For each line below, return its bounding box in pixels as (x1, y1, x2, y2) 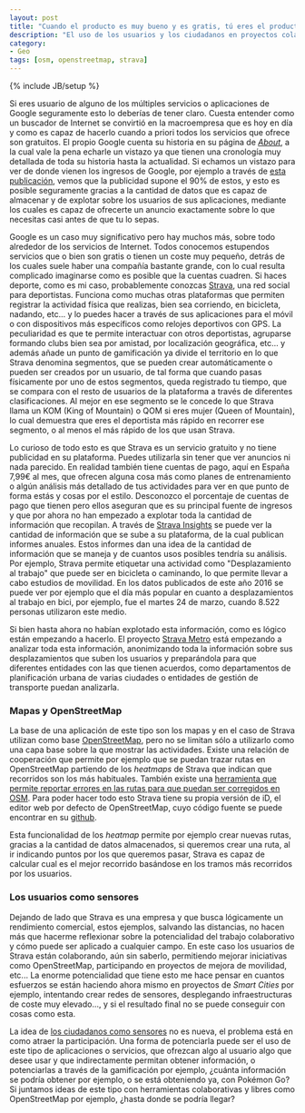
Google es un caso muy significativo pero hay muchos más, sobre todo (9, 232, 276, 242)
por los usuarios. (9, 869, 73, 879)
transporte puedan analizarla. (9, 682, 120, 692)
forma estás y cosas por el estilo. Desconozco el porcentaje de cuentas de (9, 491, 290, 501)
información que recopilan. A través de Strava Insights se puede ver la (9, 520, 272, 530)
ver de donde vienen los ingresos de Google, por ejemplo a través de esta (9, 165, 286, 176)
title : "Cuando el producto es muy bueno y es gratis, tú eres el (9, 22, 266, 31)
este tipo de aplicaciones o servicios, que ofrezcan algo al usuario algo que (9, 1045, 292, 1056)
